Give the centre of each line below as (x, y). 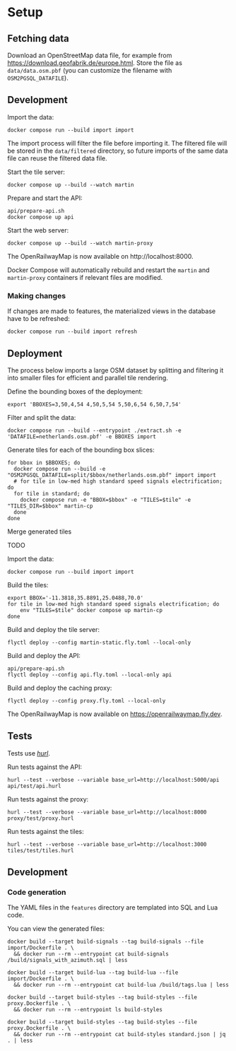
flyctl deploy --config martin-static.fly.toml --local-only (99, 642)
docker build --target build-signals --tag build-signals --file (105, 942)
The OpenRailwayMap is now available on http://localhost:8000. (100, 256)
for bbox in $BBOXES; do (44, 463)
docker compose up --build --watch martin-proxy (80, 243)
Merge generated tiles (40, 532)
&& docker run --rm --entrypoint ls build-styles (88, 1010)
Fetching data (38, 39)
